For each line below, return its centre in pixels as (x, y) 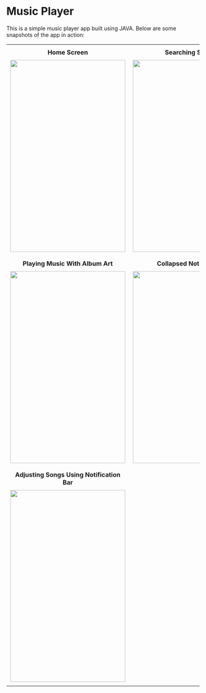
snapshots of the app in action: (45, 34)
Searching (180, 52)
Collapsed (172, 264)
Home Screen (68, 52)
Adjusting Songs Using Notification (68, 474)
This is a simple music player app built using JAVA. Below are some (91, 28)
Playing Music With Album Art (68, 264)
